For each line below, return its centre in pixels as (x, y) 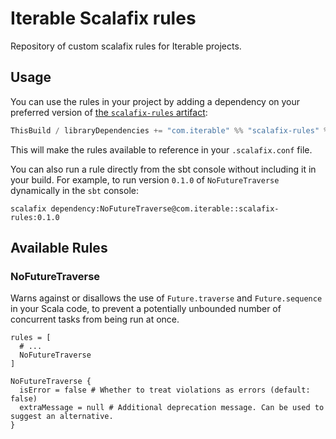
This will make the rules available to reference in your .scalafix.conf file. (161, 149)
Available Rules (59, 248)
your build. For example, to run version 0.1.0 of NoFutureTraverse (145, 179)
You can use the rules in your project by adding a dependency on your (155, 101)
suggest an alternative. (62, 417)
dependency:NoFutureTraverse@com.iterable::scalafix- (165, 208)
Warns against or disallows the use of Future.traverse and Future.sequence (166, 298)
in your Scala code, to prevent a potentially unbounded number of (146, 309)
